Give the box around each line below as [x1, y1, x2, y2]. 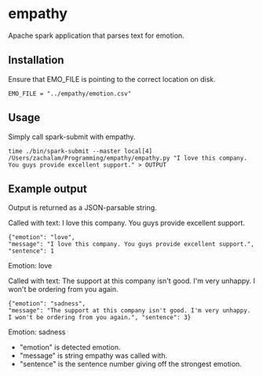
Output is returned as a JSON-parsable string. [8, 203, 157, 212]
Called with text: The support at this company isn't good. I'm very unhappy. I [8, 276, 256, 286]
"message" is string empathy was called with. [19, 351, 167, 360]
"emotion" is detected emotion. [19, 343, 121, 352]
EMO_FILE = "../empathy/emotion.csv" [8, 90, 132, 98]
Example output [8, 182, 88, 195]
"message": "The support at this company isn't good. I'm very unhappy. [8, 307, 251, 315]
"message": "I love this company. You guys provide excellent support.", [8, 241, 255, 249]
